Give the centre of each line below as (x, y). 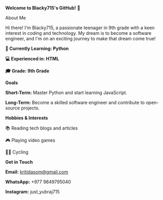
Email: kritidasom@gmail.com (37, 172)
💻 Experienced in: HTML (32, 59)
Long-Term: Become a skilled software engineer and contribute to (75, 103)
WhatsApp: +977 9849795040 (38, 182)
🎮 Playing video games (30, 140)
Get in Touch (19, 162)
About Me (16, 18)
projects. (30, 108)
